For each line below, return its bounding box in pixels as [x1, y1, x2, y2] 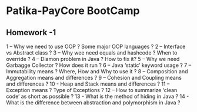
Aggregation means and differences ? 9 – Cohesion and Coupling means [6, 74, 182, 81]
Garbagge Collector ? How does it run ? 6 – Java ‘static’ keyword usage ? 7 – [6, 62, 192, 69]
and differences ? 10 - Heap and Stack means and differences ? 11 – [6, 80, 170, 87]
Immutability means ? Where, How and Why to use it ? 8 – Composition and [6, 68, 188, 74]
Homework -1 [6, 28, 56, 38]
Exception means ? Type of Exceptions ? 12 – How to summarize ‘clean [6, 87, 178, 93]
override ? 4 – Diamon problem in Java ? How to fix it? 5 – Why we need [6, 56, 180, 62]
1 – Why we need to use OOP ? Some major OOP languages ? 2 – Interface [6, 43, 186, 50]
